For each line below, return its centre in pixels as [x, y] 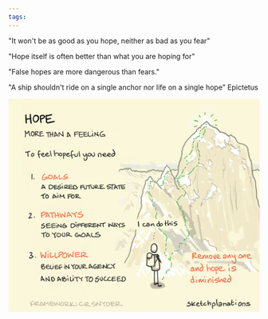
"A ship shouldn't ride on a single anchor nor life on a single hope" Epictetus [133, 87]
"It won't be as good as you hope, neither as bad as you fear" [109, 41]
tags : [17, 17]
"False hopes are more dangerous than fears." [84, 71]
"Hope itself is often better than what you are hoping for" [102, 56]
